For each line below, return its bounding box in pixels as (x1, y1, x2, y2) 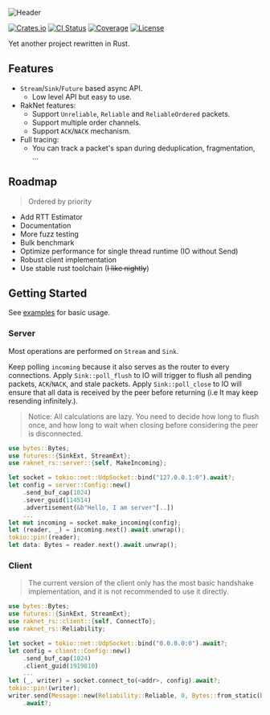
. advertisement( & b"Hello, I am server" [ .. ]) (22, 503, 174, 512)
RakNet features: (19, 101, 76, 110)
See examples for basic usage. (8, 308, 111, 318)
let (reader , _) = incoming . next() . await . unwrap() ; (8, 526, 185, 534)
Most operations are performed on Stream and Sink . (8, 346, 179, 355)
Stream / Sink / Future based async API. (19, 83, 143, 92)
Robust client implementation (19, 254, 117, 265)
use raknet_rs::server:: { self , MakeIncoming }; (8, 459, 167, 467)
